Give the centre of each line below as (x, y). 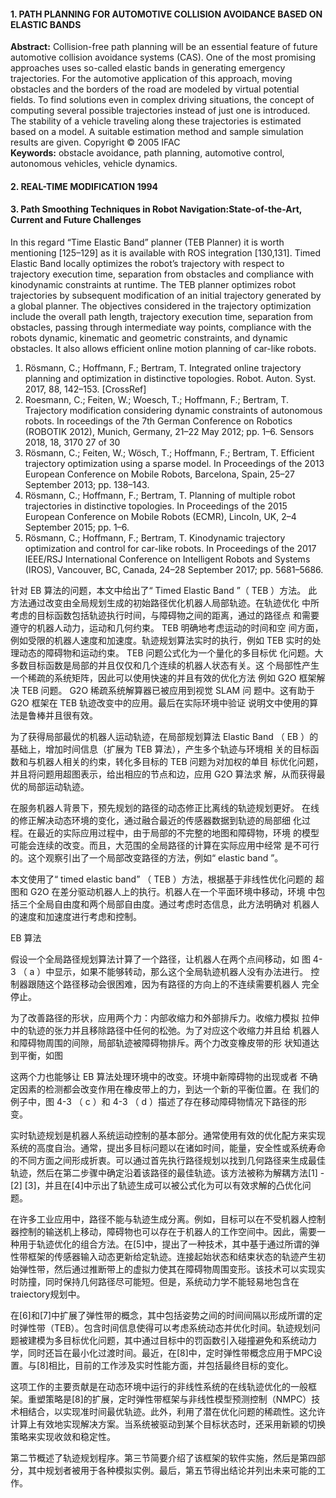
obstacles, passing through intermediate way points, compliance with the (161, 327)
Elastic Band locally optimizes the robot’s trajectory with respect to (147, 263)
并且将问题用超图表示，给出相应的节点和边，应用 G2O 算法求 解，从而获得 (163, 774)
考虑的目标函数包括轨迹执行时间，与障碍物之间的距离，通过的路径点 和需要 (165, 615)
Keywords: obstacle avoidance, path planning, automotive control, (147, 153)
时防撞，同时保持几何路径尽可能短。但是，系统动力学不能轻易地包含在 (155, 1281)
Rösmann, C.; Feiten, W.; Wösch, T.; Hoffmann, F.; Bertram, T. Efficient (169, 453)
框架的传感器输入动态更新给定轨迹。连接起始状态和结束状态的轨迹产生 (172, 1256)
